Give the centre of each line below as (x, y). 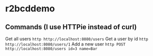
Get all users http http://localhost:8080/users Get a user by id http (77, 39)
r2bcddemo (30, 9)
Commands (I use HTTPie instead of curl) (71, 27)
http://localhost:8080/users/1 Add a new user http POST (65, 44)
